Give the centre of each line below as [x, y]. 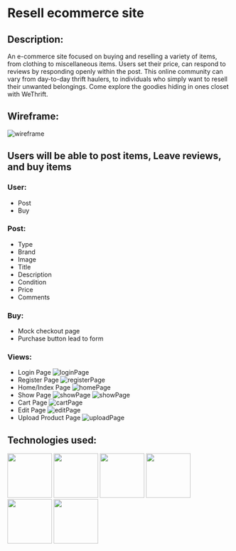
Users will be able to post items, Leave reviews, [114, 156]
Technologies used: [52, 440]
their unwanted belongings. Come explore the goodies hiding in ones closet [118, 86]
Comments [34, 297]
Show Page [34, 395]
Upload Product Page [49, 418]
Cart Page [32, 402]
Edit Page [32, 410]
